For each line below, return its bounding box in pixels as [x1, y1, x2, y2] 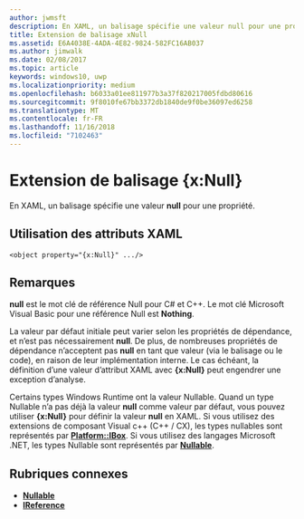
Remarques [9, 275, 76, 291]
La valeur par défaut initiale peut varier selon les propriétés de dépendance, [9, 326, 292, 337]
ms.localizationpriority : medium [9, 81, 136, 90]
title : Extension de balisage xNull [9, 30, 147, 39]
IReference [22, 500, 65, 511]
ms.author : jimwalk [9, 47, 83, 56]
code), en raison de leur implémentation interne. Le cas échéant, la [9, 355, 260, 366]
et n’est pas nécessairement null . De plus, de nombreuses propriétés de [9, 336, 279, 347]
